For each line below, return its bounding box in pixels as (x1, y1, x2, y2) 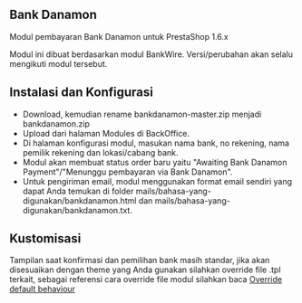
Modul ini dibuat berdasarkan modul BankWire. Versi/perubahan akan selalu (9, 49, 293, 60)
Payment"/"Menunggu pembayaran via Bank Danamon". (22, 166, 233, 177)
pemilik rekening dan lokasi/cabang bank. (22, 147, 179, 157)
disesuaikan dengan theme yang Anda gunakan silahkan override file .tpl (9, 264, 281, 275)
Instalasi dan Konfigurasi (9, 85, 154, 100)
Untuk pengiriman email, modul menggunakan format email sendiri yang (22, 175, 293, 186)
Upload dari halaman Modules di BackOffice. (22, 128, 190, 138)
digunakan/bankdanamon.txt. (22, 204, 133, 215)
